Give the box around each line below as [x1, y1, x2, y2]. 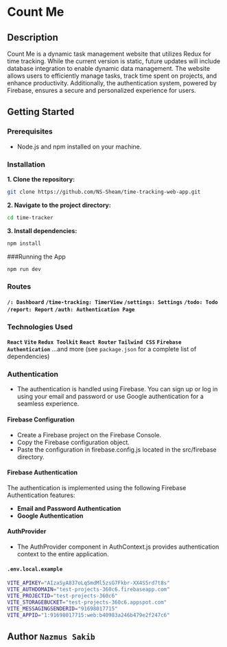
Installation [7, 160, 46, 169]
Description [7, 32, 58, 43]
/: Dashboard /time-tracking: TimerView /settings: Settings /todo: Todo [7, 298, 218, 306]
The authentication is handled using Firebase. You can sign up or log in [16, 385, 218, 393]
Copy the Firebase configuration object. [16, 438, 130, 446]
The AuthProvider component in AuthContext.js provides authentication [16, 542, 219, 551]
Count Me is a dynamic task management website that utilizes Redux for [7, 50, 211, 58]
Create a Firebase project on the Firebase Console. [16, 430, 162, 439]
